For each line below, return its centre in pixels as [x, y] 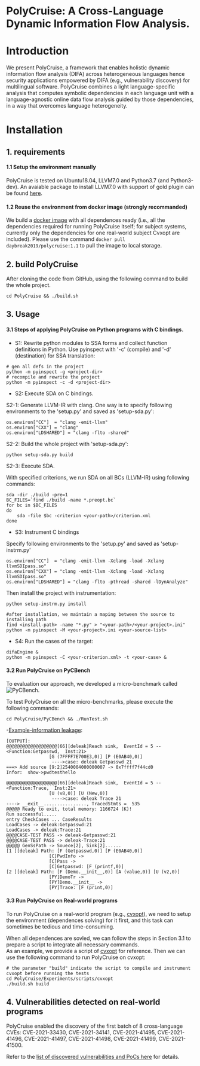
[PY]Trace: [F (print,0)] [81, 887]
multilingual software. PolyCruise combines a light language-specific [91, 87]
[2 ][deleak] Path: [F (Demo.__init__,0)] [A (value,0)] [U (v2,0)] [93, 872]
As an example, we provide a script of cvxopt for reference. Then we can [96, 951]
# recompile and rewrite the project [53, 377]
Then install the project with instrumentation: [61, 592]
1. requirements [36, 152]
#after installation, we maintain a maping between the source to [90, 614]
